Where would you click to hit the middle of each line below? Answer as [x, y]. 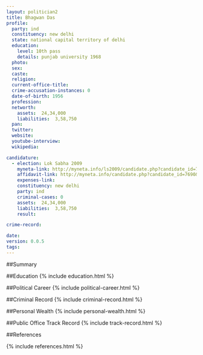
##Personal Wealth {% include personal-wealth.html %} [76, 311]
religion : [24, 79]
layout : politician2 [32, 12]
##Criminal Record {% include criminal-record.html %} [75, 299]
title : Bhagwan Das [31, 18]
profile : [17, 23]
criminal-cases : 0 [40, 197]
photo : [20, 62]
